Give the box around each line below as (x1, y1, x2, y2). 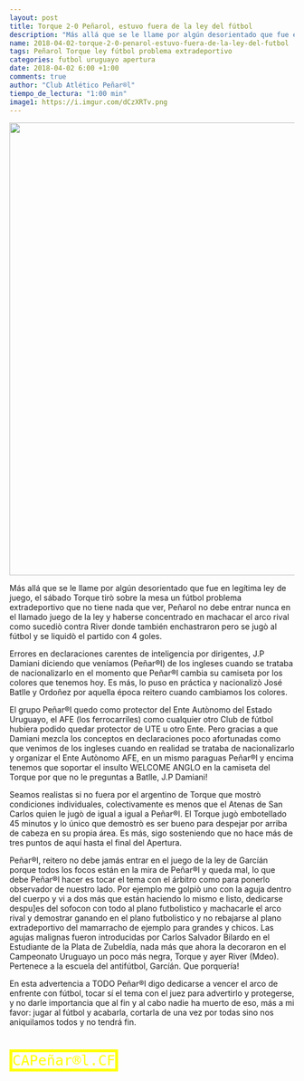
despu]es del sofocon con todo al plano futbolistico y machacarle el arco (9, 903, 282, 914)
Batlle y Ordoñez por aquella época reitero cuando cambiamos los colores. (9, 687, 288, 698)
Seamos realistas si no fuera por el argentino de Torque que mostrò (9, 789, 261, 800)
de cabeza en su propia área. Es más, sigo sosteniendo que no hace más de (9, 827, 294, 838)
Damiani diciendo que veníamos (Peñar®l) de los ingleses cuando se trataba (9, 658, 294, 669)
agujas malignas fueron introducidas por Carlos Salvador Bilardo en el (9, 932, 270, 942)
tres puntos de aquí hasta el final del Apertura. (9, 837, 183, 848)
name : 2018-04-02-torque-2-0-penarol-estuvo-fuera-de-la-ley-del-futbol (9, 38, 290, 48)
